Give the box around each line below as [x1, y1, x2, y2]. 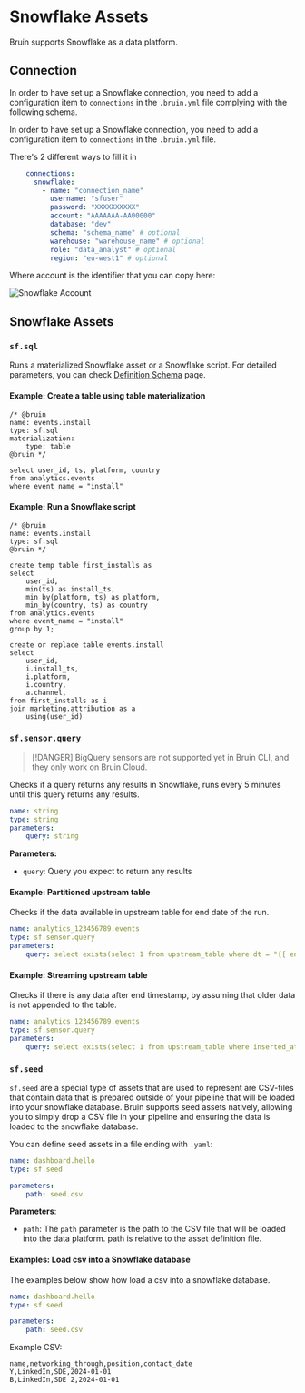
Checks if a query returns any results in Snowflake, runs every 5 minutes [9, 779, 281, 790]
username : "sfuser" [49, 194, 124, 204]
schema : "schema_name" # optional [49, 227, 181, 237]
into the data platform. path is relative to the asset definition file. [22, 1233, 261, 1244]
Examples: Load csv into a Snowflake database [9, 1254, 191, 1266]
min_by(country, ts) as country [25, 601, 148, 611]
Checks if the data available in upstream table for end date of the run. [9, 907, 270, 918]
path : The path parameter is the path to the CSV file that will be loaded [22, 1224, 286, 1235]
